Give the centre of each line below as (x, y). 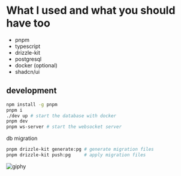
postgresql (28, 59)
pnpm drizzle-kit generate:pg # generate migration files (80, 150)
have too (28, 23)
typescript (28, 46)
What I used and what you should (91, 11)
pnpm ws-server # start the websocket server (64, 127)
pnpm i (14, 110)
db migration (22, 138)
